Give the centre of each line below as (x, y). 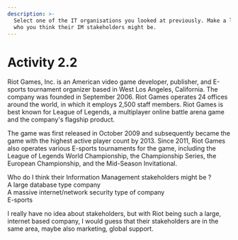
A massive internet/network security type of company (86, 192)
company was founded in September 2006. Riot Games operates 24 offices (118, 97)
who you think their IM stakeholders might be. (85, 27)
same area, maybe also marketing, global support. (80, 229)
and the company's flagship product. (61, 120)
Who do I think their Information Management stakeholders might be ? (109, 178)
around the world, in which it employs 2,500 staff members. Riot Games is (115, 104)
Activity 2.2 (42, 62)
